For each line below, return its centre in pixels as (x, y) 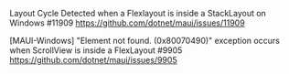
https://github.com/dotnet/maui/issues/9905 (93, 60)
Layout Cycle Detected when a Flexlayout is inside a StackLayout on (138, 13)
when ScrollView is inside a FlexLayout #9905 (96, 50)
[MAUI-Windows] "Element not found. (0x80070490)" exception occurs (145, 41)
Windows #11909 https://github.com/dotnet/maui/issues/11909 (127, 23)
